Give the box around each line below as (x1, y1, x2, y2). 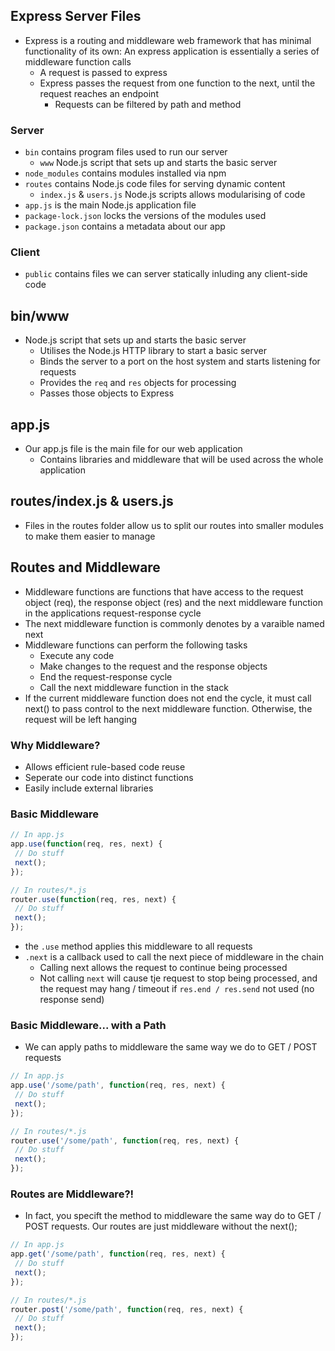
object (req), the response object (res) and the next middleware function (24, 596, 323, 608)
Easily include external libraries (24, 782, 154, 794)
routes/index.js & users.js (10, 493, 174, 510)
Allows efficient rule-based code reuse (24, 760, 186, 773)
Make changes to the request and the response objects (39, 660, 268, 672)
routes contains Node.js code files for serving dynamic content (24, 178, 286, 190)
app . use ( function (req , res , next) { (10, 839, 163, 849)
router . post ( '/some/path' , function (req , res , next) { (10, 1304, 244, 1314)
